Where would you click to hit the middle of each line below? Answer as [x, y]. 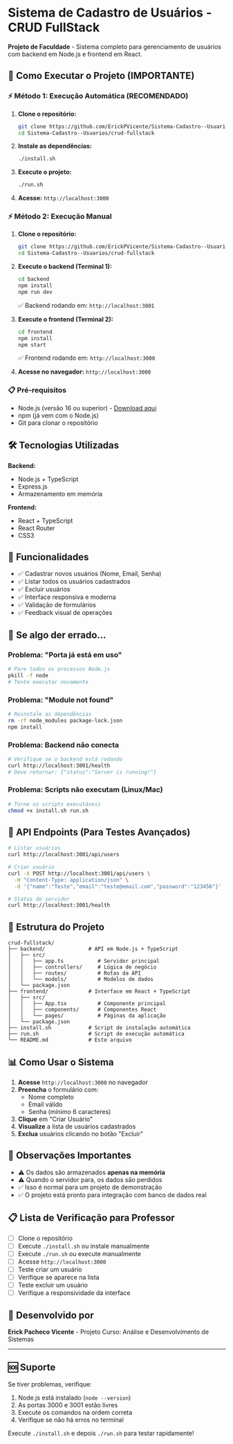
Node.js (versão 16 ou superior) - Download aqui [87, 408]
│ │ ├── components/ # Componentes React [82, 1010]
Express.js [32, 486]
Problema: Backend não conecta [64, 745]
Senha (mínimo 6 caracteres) [69, 1111]
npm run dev [35, 292]
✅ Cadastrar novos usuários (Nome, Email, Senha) [90, 574]
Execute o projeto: [45, 172]
